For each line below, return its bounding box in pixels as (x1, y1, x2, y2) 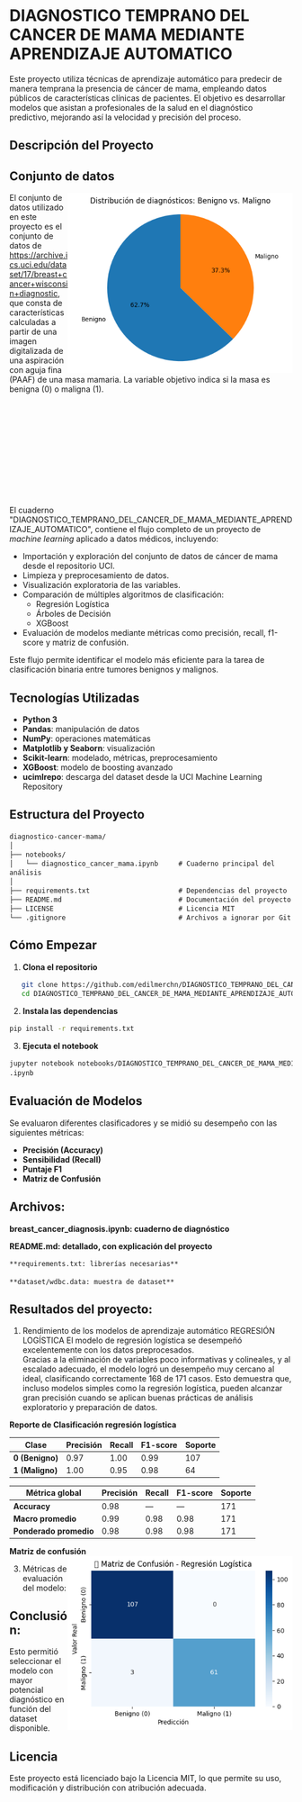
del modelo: (22, 1582, 67, 1593)
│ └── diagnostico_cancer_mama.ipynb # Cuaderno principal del (9, 859, 276, 868)
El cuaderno (9, 505, 54, 516)
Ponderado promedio (13, 1526, 94, 1536)
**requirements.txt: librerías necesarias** (9, 1259, 179, 1268)
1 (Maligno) (13, 1465, 58, 1476)
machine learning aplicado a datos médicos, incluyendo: (9, 533, 218, 545)
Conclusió (9, 1608, 67, 1624)
